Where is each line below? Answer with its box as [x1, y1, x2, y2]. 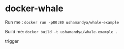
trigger [5, 38, 19, 44]
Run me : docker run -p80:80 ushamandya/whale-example [5, 19, 119, 25]
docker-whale [5, 3, 63, 14]
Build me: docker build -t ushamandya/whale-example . [5, 28, 118, 34]
